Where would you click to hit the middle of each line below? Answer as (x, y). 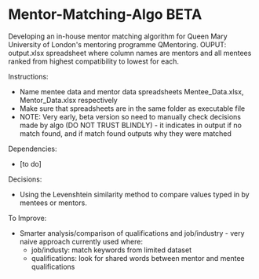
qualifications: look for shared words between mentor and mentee (138, 258)
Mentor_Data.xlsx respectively (68, 100)
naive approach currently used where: (81, 241)
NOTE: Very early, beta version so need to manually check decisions (130, 116)
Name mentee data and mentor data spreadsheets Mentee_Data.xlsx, (131, 91)
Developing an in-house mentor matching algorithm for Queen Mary (118, 36)
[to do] (30, 163)
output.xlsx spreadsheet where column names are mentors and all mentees (130, 53)
